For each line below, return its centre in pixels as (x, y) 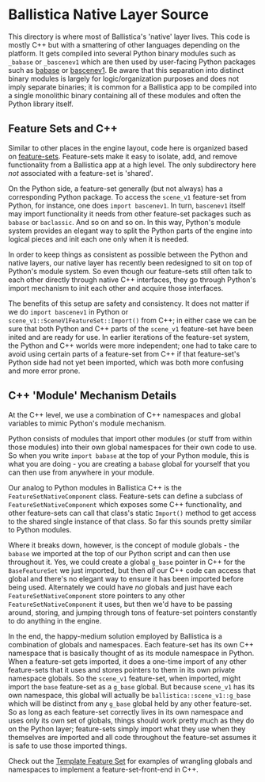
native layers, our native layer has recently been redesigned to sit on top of (130, 262)
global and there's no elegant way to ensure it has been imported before (126, 578)
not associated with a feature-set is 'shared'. (81, 173)
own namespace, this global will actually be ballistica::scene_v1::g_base (130, 695)
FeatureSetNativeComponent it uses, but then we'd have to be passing (120, 604)
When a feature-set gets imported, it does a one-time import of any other (127, 661)
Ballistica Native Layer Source (109, 15)
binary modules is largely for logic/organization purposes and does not (124, 78)
